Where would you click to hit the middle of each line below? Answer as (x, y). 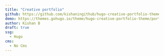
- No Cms (18, 46)
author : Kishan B (23, 23)
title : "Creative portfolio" (35, 9)
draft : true (17, 28)
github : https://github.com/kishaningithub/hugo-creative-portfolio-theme (83, 14)
